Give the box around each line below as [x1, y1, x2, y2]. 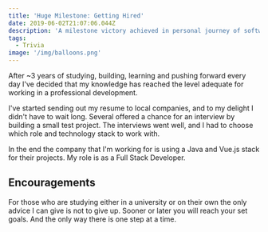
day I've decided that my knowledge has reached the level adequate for [8, 79, 244, 89]
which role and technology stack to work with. [8, 129, 160, 138]
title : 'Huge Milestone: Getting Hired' [8, 11, 145, 20]
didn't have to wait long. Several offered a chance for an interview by [8, 112, 235, 121]
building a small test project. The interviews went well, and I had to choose [8, 121, 254, 130]
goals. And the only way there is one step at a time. [8, 214, 177, 224]
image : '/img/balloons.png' [8, 49, 102, 57]
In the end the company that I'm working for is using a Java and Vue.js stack [8, 145, 260, 154]
